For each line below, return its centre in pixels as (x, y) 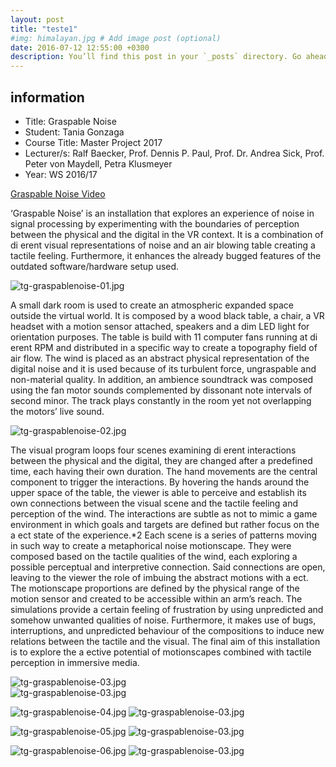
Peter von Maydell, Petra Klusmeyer (98, 163)
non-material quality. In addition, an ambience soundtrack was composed (162, 379)
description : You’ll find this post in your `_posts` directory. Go (156, 57)
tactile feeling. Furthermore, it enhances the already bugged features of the (166, 255)
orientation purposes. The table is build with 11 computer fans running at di (164, 337)
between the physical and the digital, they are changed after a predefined (161, 460)
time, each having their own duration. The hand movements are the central (164, 471)
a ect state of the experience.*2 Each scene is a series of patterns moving (164, 535)
